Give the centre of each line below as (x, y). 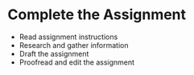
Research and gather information (74, 45)
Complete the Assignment (97, 15)
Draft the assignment (54, 53)
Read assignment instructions (68, 37)
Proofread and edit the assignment (76, 62)
